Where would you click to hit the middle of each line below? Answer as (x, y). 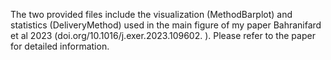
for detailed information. (60, 46)
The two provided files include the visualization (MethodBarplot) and (151, 14)
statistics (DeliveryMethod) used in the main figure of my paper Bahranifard (166, 25)
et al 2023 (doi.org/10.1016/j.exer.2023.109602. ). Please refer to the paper (163, 35)
